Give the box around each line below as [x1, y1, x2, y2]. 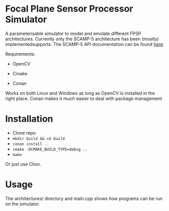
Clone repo [12, 130, 36, 136]
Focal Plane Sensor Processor [5, 3, 134, 15]
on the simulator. [5, 200, 40, 207]
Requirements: [5, 51, 35, 57]
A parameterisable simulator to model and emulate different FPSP [5, 30, 141, 36]
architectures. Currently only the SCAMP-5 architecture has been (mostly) [5, 36, 159, 42]
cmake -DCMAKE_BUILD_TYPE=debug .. [12, 147, 88, 152]
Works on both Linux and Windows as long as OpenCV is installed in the [5, 90, 155, 96]
